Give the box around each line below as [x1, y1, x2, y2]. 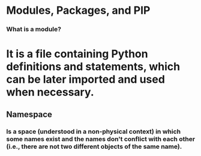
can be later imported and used [6, 73, 165, 86]
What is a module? [6, 25, 62, 34]
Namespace [6, 109, 53, 119]
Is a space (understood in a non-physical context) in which [6, 127, 181, 136]
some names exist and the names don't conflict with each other [6, 134, 196, 143]
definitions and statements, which [6, 60, 181, 74]
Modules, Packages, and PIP [6, 4, 151, 17]
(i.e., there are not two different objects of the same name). [6, 142, 182, 151]
